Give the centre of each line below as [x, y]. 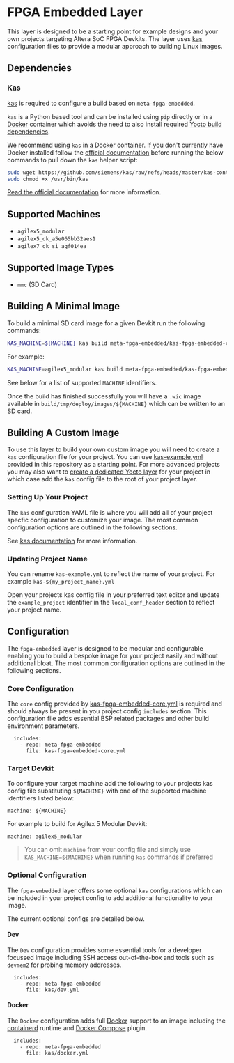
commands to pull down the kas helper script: [72, 160]
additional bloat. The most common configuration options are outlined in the [116, 663]
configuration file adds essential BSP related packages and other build [108, 719]
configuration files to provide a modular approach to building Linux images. [115, 46]
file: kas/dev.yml [52, 990]
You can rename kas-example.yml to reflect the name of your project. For [111, 574]
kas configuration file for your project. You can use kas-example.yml [105, 457]
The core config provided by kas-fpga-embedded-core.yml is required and [115, 704]
